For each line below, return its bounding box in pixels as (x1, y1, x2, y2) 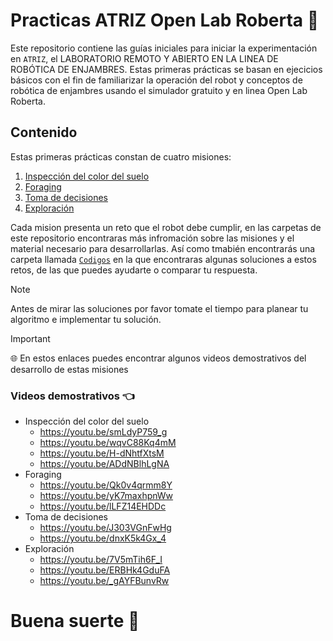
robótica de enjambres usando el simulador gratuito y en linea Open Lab (10, 84, 308, 96)
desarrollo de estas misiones (10, 363, 129, 375)
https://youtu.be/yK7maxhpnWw (39, 490, 174, 502)
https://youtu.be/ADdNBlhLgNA (39, 458, 170, 470)
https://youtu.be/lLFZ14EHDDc (39, 500, 167, 513)
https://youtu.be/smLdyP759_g (39, 426, 168, 438)
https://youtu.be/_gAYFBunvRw (39, 575, 170, 587)
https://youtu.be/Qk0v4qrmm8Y (39, 479, 173, 491)
